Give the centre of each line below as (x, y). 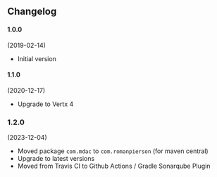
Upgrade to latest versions (56, 159)
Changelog (32, 12)
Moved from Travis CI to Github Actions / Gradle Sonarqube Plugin (114, 166)
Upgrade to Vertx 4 (45, 104)
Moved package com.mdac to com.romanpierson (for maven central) (113, 151)
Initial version (37, 58)
